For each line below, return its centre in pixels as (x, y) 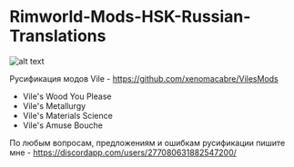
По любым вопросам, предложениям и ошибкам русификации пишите (147, 142)
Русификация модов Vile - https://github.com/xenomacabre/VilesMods (144, 78)
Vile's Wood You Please (67, 96)
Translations (58, 36)
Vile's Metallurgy (54, 105)
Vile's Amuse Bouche (62, 125)
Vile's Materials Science (68, 115)
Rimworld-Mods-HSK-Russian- (130, 17)
